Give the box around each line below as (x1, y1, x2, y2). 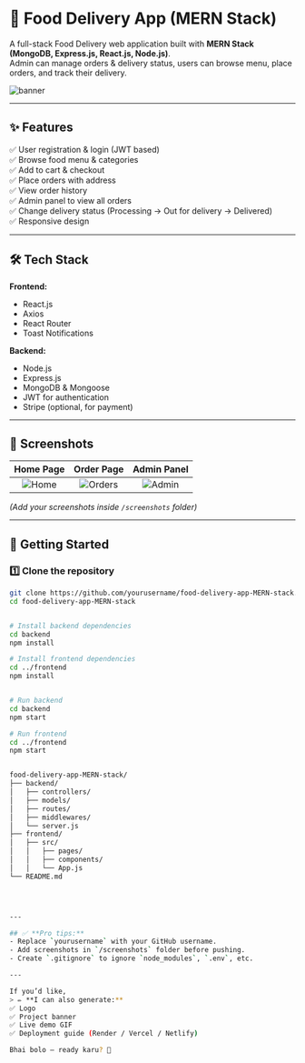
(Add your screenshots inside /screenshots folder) (9, 502, 198, 513)
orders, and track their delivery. (9, 67, 127, 78)
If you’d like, (9, 987, 67, 996)
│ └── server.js (9, 821, 79, 830)
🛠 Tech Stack (9, 252, 89, 267)
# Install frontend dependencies (9, 655, 136, 664)
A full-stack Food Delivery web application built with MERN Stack (9, 38, 254, 49)
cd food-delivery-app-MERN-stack (9, 597, 136, 606)
